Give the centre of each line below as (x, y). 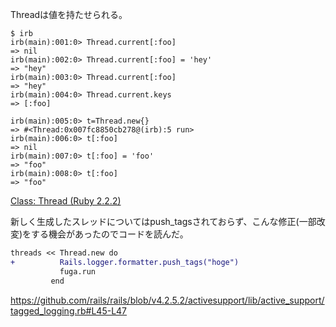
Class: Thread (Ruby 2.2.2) (66, 201)
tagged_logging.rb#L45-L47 (69, 310)
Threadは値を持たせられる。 (69, 14)
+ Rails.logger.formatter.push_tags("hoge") (125, 262)
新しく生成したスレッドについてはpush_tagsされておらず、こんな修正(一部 (163, 221)
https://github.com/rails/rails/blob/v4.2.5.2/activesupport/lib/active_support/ (167, 300)
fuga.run (78, 271)
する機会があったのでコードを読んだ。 (110, 234)
